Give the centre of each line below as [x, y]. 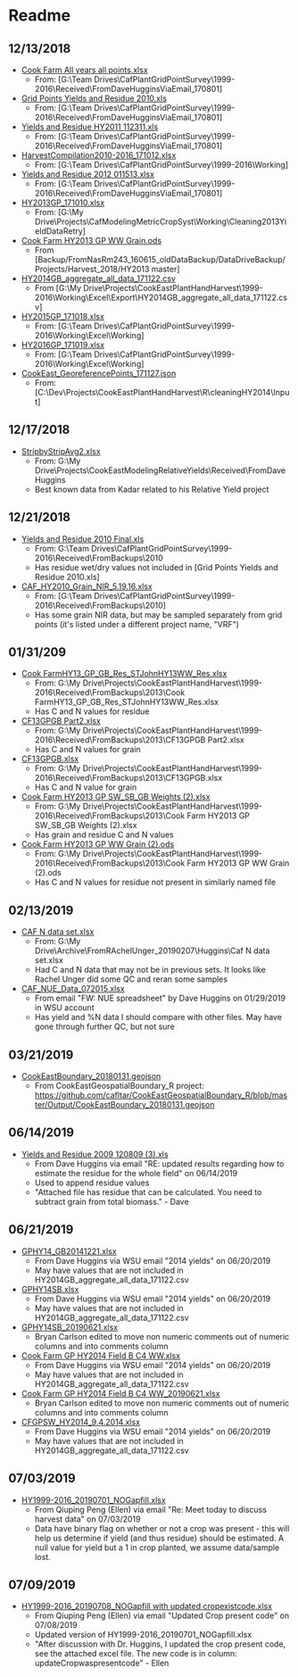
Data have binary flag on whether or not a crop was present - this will [162, 1528]
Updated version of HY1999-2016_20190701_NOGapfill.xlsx [143, 1635]
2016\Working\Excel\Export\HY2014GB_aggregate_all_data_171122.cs [161, 297]
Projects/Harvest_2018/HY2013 [92, 269]
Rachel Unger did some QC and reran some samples [131, 979]
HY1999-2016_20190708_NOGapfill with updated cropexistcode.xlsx [147, 1606]
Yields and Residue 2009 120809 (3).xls [95, 1154]
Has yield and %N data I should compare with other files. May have [158, 1017]
